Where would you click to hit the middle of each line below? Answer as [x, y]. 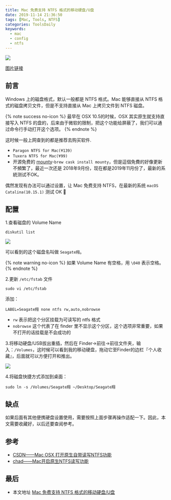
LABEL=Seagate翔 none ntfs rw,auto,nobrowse [53, 310]
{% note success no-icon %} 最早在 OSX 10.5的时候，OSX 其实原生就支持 [83, 116]
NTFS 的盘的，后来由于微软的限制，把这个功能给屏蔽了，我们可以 [89, 123]
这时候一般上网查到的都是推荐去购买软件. [48, 140]
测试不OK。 [29, 174]
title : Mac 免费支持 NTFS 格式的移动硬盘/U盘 [50, 10]
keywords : [16, 29]
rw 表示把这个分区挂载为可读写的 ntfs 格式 [56, 320]
